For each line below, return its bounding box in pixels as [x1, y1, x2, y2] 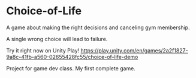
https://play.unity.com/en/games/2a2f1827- [80, 46, 188, 54]
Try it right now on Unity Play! [6, 46, 80, 54]
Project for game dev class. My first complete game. [6, 64, 136, 72]
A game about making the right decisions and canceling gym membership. [6, 24, 190, 31]
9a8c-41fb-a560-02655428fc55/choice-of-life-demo [6, 53, 138, 60]
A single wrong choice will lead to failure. [6, 35, 108, 42]
